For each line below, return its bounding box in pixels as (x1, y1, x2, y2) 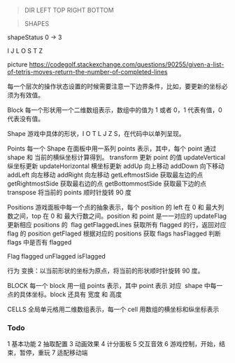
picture (7, 60, 28, 69)
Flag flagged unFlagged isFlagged (7, 252, 106, 260)
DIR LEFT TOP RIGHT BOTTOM (24, 6, 114, 14)
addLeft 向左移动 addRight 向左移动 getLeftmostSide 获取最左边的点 (7, 171, 204, 179)
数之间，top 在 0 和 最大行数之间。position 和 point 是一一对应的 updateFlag (7, 212, 227, 220)
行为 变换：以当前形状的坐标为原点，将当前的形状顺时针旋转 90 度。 (7, 266, 204, 275)
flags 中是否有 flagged (7, 238, 72, 246)
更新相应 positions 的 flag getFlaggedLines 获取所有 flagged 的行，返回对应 (7, 221, 227, 228)
